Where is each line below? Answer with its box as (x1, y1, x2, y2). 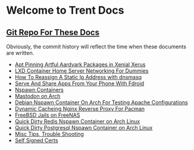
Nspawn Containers (14, 86, 64, 93)
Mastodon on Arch (14, 93, 61, 99)
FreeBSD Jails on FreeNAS (14, 111, 80, 118)
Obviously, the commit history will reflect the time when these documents (6, 43, 186, 50)
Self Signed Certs (14, 137, 58, 143)
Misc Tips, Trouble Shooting (14, 130, 85, 137)
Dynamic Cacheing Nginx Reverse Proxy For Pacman (14, 105, 145, 112)
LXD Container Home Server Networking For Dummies (14, 67, 149, 74)
